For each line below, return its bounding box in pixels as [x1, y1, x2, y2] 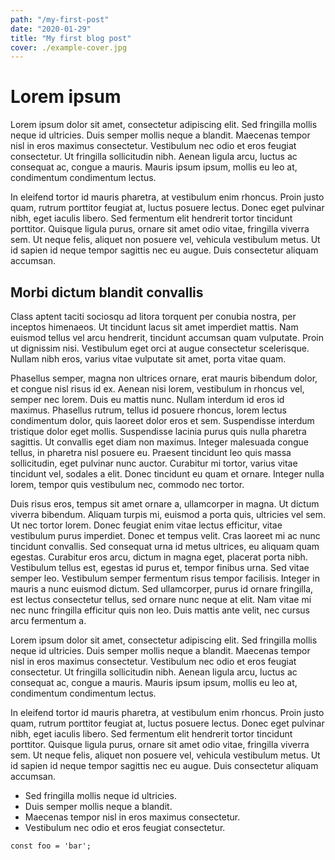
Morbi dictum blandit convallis [10, 284, 204, 301]
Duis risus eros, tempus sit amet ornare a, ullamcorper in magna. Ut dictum [10, 498, 320, 510]
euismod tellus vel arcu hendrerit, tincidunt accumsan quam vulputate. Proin [10, 332, 324, 343]
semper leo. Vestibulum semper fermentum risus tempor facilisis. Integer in [10, 572, 321, 584]
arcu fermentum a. [10, 615, 87, 626]
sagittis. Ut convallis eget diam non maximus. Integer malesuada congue [10, 436, 309, 448]
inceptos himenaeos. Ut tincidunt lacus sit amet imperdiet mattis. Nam [10, 321, 299, 333]
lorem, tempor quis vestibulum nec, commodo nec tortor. [10, 479, 245, 490]
